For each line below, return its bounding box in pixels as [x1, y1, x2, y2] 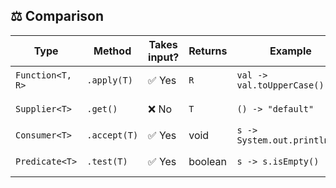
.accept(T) [86, 129, 139, 141]
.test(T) [86, 155, 128, 167]
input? [148, 50, 180, 64]
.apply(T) [86, 74, 133, 86]
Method [93, 44, 132, 58]
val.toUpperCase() [236, 79, 325, 91]
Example [269, 44, 312, 58]
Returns [188, 44, 228, 58]
